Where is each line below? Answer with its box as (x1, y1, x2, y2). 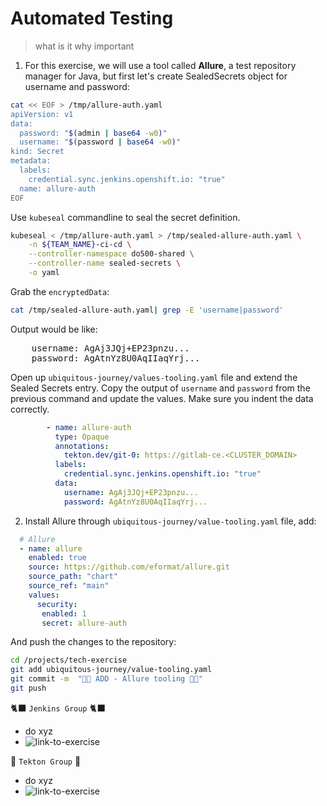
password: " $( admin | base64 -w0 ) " (19, 128, 168, 138)
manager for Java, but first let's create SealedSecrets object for (24, 70, 288, 82)
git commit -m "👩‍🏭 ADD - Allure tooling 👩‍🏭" (10, 674, 203, 684)
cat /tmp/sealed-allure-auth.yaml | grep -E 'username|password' (10, 305, 284, 315)
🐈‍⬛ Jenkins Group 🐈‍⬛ (10, 702, 107, 714)
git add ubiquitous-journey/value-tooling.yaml (10, 665, 213, 675)
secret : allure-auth (41, 618, 128, 628)
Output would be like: (10, 323, 98, 335)
